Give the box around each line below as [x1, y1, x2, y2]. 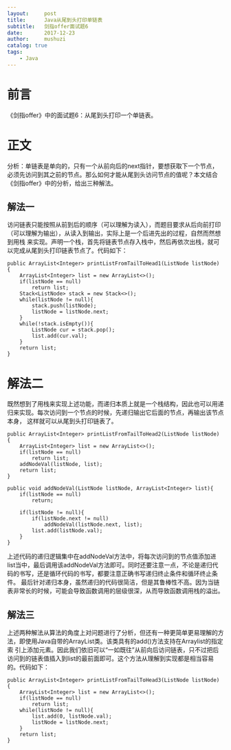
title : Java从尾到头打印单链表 [7, 17, 103, 23]
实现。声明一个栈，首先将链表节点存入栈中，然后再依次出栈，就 [32, 238, 214, 246]
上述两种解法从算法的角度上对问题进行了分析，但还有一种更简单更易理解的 [7, 629, 218, 637]
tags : [7, 49, 23, 56]
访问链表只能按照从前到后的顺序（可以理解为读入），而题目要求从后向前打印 [7, 221, 221, 229]
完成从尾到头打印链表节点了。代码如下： [12, 246, 128, 255]
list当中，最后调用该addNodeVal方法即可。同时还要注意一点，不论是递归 [7, 561, 212, 569]
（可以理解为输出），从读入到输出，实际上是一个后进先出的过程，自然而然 [7, 229, 215, 238]
